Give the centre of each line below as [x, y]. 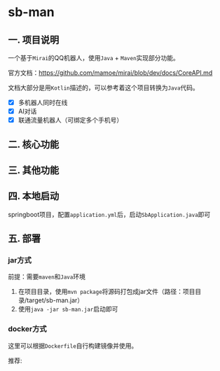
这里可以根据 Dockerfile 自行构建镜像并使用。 [73, 345]
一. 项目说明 [34, 40]
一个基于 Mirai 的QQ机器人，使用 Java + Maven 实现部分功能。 [94, 58]
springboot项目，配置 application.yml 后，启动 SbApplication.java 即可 [109, 214]
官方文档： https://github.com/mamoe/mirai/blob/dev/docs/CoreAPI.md [110, 73]
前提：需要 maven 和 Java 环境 [47, 276]
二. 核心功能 [34, 144]
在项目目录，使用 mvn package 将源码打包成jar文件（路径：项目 [106, 292]
